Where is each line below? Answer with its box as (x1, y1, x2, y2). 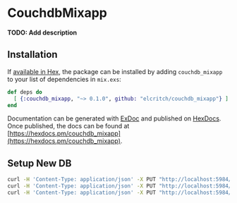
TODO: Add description (7, 28, 78, 37)
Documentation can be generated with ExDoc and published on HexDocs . (7, 114, 221, 123)
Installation (7, 49, 58, 61)
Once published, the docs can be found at (7, 122, 130, 130)
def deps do (7, 88, 42, 96)
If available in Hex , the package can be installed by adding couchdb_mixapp (7, 67, 223, 75)
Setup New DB (7, 157, 72, 169)
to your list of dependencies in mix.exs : (7, 75, 121, 83)
